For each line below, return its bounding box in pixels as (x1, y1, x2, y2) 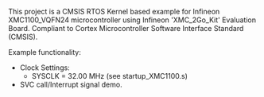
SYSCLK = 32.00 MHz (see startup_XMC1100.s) (31, 72, 188, 80)
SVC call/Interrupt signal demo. (19, 80, 122, 89)
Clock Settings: (19, 63, 70, 72)
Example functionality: (8, 48, 82, 56)
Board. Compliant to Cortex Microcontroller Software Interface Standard (8, 24, 244, 33)
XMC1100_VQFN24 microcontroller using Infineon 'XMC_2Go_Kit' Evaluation (8, 15, 257, 25)
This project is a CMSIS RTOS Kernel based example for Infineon (8, 7, 220, 16)
